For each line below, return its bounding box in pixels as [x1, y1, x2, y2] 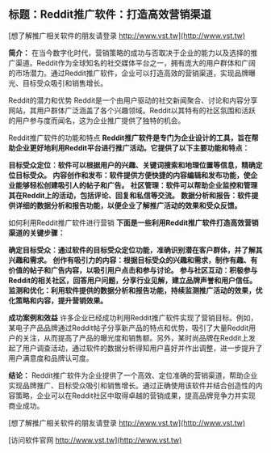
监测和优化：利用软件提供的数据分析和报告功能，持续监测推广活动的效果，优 [8, 286, 263, 295]
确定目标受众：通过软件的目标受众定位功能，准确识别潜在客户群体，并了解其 [8, 245, 263, 255]
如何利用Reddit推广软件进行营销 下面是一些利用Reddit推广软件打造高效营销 [8, 218, 259, 227]
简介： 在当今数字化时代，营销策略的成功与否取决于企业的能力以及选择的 [8, 48, 251, 57]
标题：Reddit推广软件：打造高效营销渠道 [8, 7, 211, 22]
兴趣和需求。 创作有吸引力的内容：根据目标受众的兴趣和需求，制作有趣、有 [8, 255, 258, 265]
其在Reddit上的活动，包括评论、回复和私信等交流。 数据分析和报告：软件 [8, 190, 252, 200]
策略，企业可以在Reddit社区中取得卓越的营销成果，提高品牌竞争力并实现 [15, 391, 256, 400]
